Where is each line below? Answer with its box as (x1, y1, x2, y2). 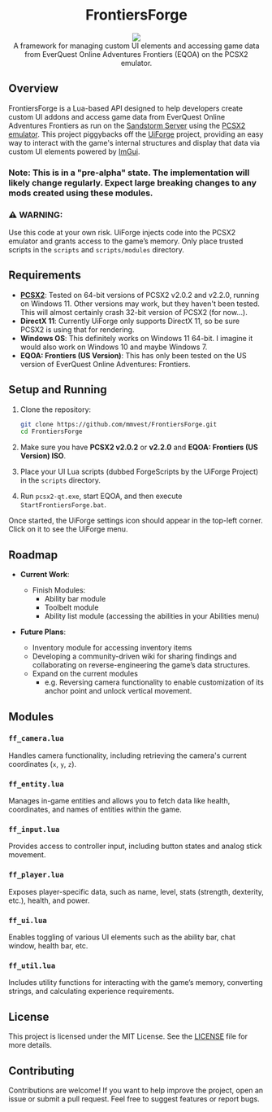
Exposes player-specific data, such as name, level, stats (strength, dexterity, (8, 887, 264, 896)
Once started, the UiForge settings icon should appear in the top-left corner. (8, 515, 264, 526)
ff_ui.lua (8, 916, 47, 925)
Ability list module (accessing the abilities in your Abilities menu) (44, 611, 260, 621)
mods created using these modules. (8, 187, 153, 199)
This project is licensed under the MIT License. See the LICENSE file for (8, 1031, 248, 1041)
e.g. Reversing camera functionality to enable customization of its (44, 677, 264, 687)
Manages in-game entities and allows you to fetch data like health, (8, 796, 231, 806)
